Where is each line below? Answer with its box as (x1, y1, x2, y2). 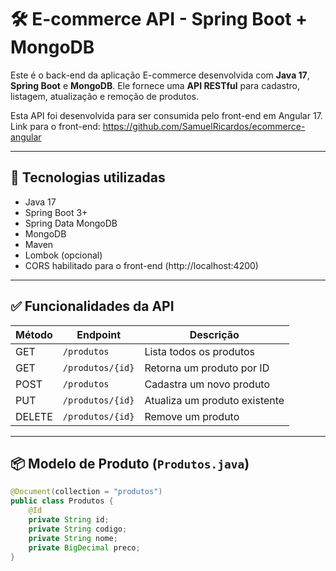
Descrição (189, 327, 240, 341)
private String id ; (28, 515, 110, 525)
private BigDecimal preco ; (28, 542, 141, 553)
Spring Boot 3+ (24, 206, 88, 218)
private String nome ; (28, 533, 118, 543)
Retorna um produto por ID (144, 361, 270, 375)
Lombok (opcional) (24, 249, 103, 261)
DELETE (15, 409, 53, 423)
